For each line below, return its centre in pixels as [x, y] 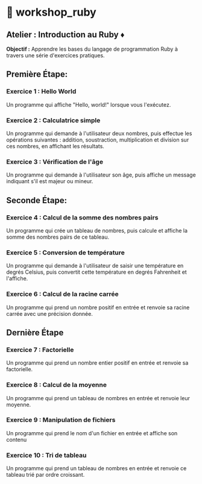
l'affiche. [17, 278]
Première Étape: [37, 74]
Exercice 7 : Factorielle [40, 350]
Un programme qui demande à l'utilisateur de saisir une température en [95, 266]
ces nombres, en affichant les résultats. [55, 146]
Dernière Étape [35, 332]
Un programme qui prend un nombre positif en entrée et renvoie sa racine [98, 307]
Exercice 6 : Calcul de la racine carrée [62, 294]
